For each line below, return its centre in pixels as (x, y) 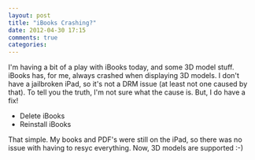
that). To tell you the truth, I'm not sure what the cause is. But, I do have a (127, 92)
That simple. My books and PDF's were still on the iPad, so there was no (125, 140)
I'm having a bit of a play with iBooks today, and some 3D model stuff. (121, 67)
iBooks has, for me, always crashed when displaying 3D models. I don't (124, 76)
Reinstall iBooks (45, 125)
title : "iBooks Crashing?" (52, 23)
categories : (28, 45)
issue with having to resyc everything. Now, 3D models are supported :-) (126, 148)
